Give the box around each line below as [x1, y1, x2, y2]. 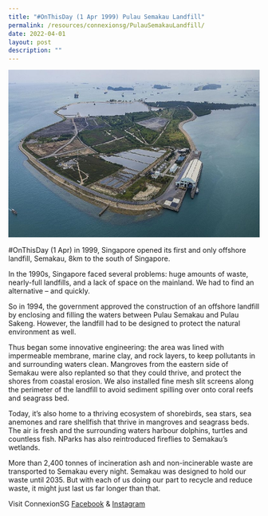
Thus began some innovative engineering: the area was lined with [8, 343, 225, 353]
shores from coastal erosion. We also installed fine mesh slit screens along [8, 376, 254, 386]
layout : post [8, 38, 52, 46]
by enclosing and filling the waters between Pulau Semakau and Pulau [8, 310, 239, 320]
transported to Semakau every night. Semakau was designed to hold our [8, 467, 246, 476]
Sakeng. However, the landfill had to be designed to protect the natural [8, 319, 241, 329]
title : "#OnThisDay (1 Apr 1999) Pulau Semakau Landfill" [8, 13, 205, 21]
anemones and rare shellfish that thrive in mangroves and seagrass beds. [8, 417, 250, 427]
